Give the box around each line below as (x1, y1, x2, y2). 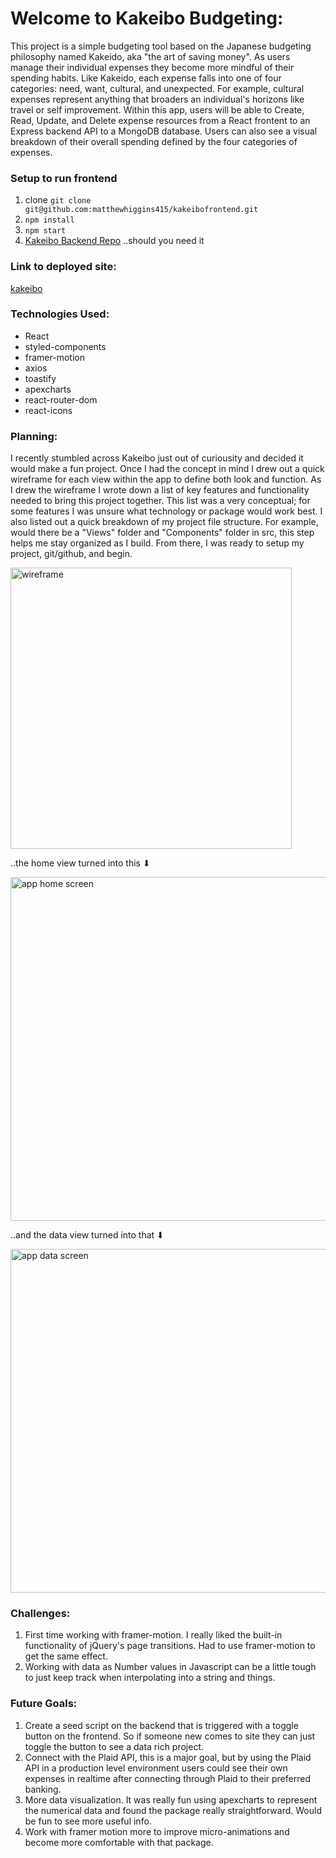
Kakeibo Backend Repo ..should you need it (24, 235, 205, 247)
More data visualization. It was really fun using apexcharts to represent (24, 1793, 318, 1806)
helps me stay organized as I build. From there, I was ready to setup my (10, 537, 305, 549)
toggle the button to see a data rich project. (24, 1740, 205, 1752)
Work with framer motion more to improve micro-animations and (24, 1825, 290, 1837)
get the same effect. (24, 1650, 108, 1662)
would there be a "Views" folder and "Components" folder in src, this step (10, 527, 315, 539)
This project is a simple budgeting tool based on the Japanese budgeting (10, 40, 312, 52)
